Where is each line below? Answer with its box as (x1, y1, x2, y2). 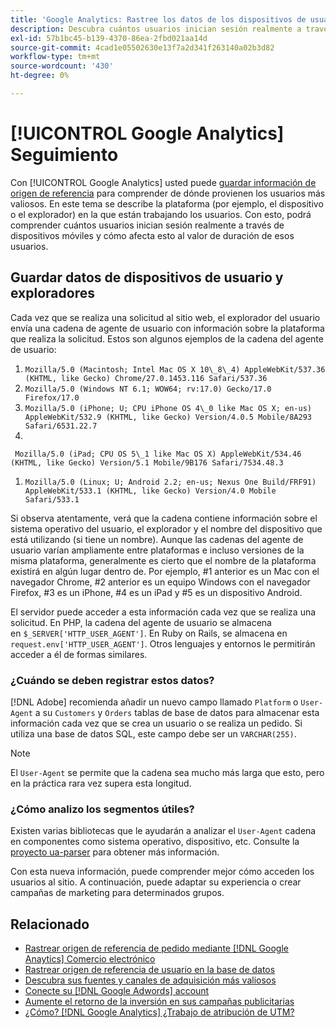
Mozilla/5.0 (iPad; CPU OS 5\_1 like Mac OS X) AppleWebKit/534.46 (14, 449, 302, 459)
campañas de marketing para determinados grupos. (10, 887, 225, 899)
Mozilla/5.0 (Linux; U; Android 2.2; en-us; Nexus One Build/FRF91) (24, 477, 317, 487)
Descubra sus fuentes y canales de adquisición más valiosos (24, 974, 277, 986)
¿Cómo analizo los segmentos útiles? (10, 802, 195, 816)
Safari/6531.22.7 (24, 421, 98, 431)
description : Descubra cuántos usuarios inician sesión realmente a (10, 24, 302, 34)
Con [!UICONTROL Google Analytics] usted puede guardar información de (10, 176, 317, 188)
